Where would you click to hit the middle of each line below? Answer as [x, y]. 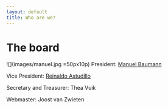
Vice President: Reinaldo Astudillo [49, 76]
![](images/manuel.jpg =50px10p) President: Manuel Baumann [84, 64]
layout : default [27, 12]
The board [33, 48]
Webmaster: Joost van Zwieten [45, 100]
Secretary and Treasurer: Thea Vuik [51, 88]
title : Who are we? [31, 18]
